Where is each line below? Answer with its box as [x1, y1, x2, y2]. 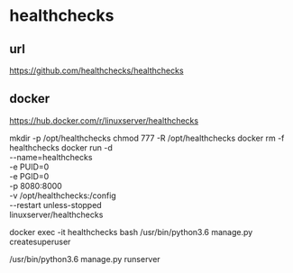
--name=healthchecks [9, 151, 93, 162]
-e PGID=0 [9, 170, 50, 181]
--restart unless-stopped [9, 199, 102, 210]
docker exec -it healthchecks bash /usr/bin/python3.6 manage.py [9, 226, 253, 237]
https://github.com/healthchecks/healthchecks [9, 65, 184, 76]
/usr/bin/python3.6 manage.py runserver [9, 253, 160, 264]
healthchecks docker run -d [9, 141, 113, 153]
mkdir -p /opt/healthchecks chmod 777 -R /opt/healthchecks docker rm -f [9, 132, 285, 143]
